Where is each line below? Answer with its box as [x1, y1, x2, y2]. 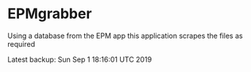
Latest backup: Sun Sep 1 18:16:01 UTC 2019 [7, 55, 153, 64]
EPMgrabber [7, 5, 92, 23]
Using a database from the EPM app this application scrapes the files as [7, 31, 243, 40]
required [7, 39, 36, 48]
